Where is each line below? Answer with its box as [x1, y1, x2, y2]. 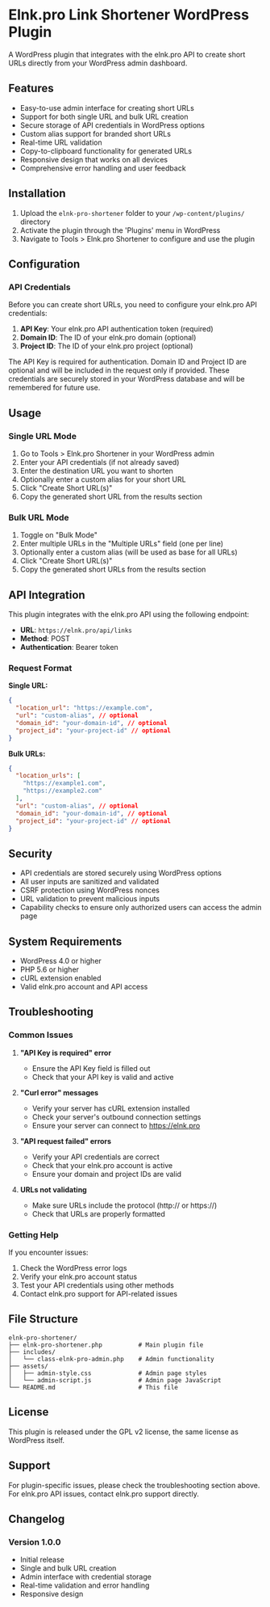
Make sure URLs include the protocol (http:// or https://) [31, 1200, 218, 1210]
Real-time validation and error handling [19, 1580, 150, 1590]
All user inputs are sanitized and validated [19, 877, 160, 887]
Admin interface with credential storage [19, 1572, 152, 1582]
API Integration [8, 588, 86, 601]
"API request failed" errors [19, 1136, 111, 1145]
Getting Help [8, 1229, 59, 1240]
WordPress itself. [8, 1435, 65, 1445]
